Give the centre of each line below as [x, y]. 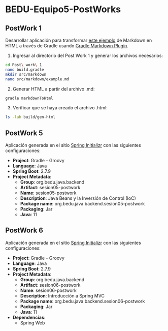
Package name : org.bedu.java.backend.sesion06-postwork [82, 301]
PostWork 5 [24, 133]
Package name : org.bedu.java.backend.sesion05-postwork [82, 204]
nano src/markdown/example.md [37, 79]
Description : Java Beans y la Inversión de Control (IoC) [78, 198]
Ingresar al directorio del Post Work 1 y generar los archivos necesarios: [88, 55]
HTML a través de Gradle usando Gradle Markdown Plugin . [67, 46]
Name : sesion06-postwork [48, 290]
